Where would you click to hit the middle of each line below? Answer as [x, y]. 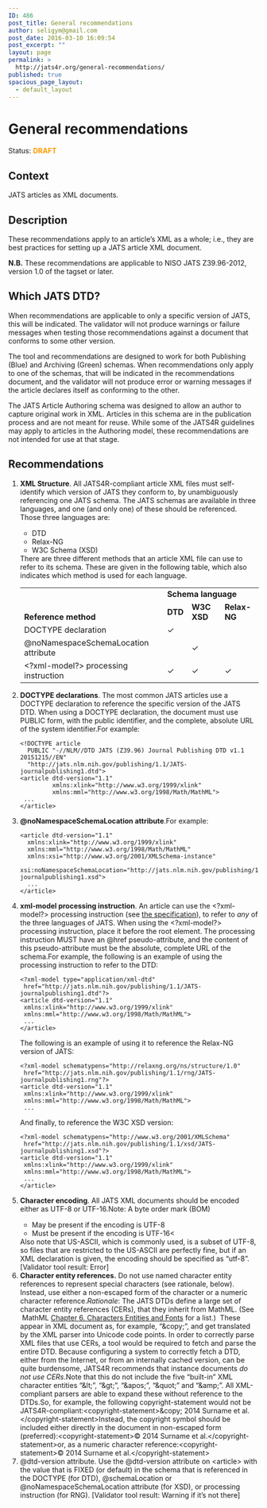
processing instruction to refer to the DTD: [89, 965]
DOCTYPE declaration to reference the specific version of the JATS [130, 704]
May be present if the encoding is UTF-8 [98, 1224]
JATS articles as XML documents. [64, 195]
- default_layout [44, 89]
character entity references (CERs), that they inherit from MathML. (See [137, 1309]
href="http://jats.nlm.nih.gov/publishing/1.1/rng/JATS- [120, 1073]
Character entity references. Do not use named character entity [126, 1275]
